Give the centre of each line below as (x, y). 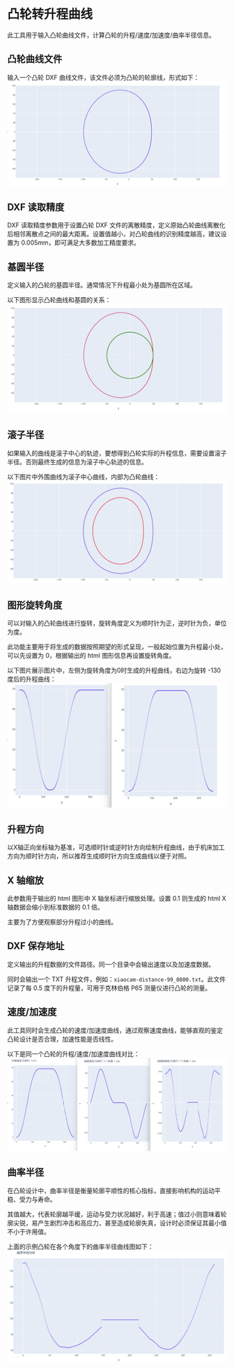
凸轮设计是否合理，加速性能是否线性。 (62, 1039)
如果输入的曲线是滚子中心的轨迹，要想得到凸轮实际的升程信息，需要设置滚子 (117, 453)
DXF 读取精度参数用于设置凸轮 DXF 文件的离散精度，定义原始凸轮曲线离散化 (116, 225)
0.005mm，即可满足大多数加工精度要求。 (80, 243)
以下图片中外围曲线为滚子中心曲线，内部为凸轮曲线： (84, 477)
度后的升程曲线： (32, 679)
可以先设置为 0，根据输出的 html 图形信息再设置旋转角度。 (91, 655)
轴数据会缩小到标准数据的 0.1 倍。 (55, 907)
